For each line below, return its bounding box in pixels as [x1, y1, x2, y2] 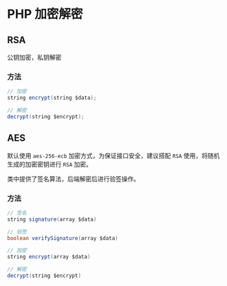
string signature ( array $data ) [7, 216, 97, 223]
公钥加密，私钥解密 [7, 53, 62, 61]
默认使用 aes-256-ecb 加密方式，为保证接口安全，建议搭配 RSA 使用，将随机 [7, 151, 220, 159]
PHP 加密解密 [7, 6, 83, 22]
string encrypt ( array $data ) [7, 254, 91, 261]
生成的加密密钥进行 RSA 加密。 [7, 159, 93, 168]
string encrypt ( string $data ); [7, 94, 97, 102]
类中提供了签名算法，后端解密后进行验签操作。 [7, 175, 140, 183]
